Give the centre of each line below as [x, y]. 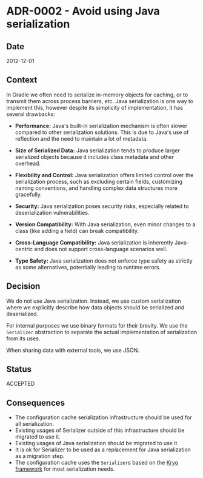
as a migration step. [40, 456]
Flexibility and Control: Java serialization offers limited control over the [104, 175]
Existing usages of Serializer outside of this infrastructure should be [100, 430]
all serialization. [35, 424]
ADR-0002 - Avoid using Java [83, 11]
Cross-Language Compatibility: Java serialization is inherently [94, 242]
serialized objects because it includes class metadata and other [95, 157]
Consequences [36, 402]
